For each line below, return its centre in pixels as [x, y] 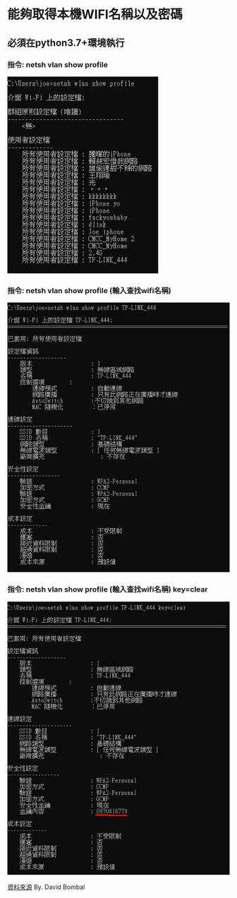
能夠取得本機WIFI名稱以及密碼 [95, 14]
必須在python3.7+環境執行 [66, 43]
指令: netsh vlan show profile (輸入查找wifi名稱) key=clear [108, 589]
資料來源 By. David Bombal [46, 887]
